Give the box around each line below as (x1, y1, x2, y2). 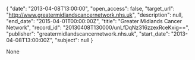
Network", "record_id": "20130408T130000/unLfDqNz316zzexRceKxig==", (6, 24, 190, 31)
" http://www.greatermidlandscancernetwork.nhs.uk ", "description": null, (6, 11, 183, 18)
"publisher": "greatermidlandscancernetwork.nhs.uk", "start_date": (6, 30, 170, 37)
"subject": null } (54, 37, 93, 43)
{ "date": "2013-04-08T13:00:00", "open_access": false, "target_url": (6, 5, 175, 12)
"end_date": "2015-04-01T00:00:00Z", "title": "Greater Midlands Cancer (6, 18, 183, 24)
